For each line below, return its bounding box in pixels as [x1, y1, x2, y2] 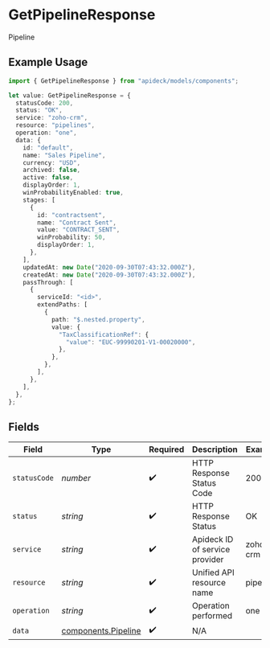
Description [191, 444, 239, 455]
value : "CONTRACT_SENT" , [37, 226, 121, 234]
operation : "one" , [15, 129, 78, 137]
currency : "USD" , [22, 158, 81, 166]
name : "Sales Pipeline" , [22, 151, 106, 159]
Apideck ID [191, 534, 234, 545]
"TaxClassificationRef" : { [59, 330, 149, 338]
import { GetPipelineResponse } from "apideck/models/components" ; [8, 76, 239, 85]
